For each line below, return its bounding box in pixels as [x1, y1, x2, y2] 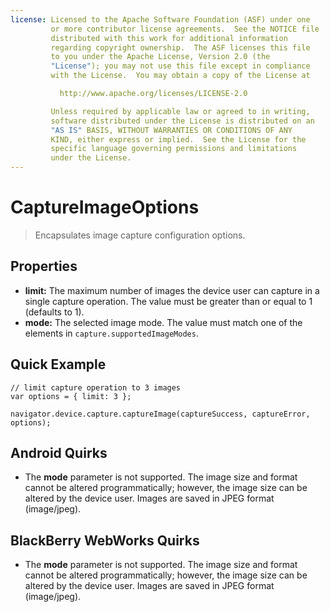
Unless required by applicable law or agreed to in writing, [50, 106, 311, 116]
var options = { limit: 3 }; [10, 391, 132, 401]
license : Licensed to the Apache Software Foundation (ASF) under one [10, 14, 311, 25]
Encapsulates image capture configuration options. [34, 229, 246, 241]
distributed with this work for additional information [50, 33, 288, 43]
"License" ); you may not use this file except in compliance [50, 61, 311, 71]
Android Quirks [10, 444, 108, 461]
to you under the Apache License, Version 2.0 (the [50, 52, 271, 62]
